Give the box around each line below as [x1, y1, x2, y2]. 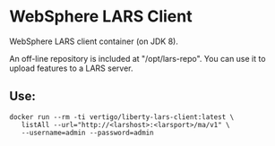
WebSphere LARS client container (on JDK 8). [9, 36, 179, 47]
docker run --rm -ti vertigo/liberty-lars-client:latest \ [9, 112, 235, 122]
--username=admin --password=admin [21, 128, 154, 137]
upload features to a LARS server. [9, 63, 133, 73]
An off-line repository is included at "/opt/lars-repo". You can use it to [9, 53, 266, 64]
